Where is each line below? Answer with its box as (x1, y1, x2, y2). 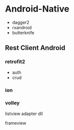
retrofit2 (5, 58, 25, 65)
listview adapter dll (5, 111, 43, 116)
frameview (5, 120, 27, 126)
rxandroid (12, 24, 32, 30)
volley (5, 99, 20, 106)
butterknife (12, 30, 35, 35)
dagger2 (12, 19, 30, 25)
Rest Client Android (5, 44, 66, 52)
